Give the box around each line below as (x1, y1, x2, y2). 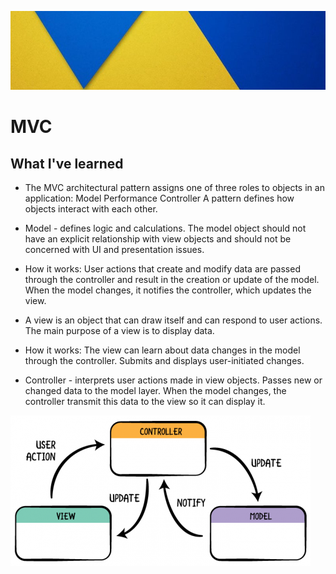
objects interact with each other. (24, 203, 158, 215)
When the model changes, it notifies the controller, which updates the (24, 284, 312, 296)
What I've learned (10, 155, 124, 172)
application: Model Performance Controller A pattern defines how (24, 192, 295, 204)
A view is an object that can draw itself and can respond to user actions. (24, 314, 323, 326)
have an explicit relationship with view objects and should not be (24, 233, 292, 245)
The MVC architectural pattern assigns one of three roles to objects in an (24, 182, 325, 193)
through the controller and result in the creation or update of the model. (24, 274, 320, 285)
